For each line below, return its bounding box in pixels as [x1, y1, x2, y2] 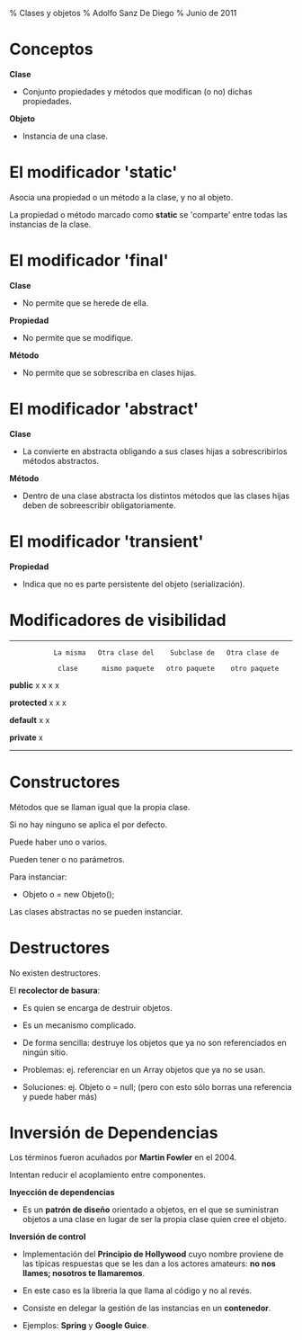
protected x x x [9, 697, 67, 708]
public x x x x [9, 679, 60, 691]
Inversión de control [9, 1231, 86, 1242]
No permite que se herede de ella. [22, 297, 149, 308]
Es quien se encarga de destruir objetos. [22, 1002, 173, 1013]
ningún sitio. [22, 1047, 68, 1058]
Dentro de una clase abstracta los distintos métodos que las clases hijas [22, 490, 290, 501]
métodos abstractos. [22, 455, 100, 466]
